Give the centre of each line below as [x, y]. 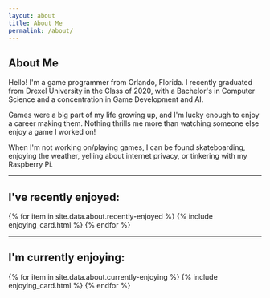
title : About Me [35, 23]
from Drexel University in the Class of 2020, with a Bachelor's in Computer [132, 91]
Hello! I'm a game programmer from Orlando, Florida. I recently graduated [131, 83]
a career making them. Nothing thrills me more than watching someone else [134, 123]
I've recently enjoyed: [64, 197]
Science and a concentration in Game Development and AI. [106, 99]
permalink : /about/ [41, 30]
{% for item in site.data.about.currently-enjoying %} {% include [113, 276]
